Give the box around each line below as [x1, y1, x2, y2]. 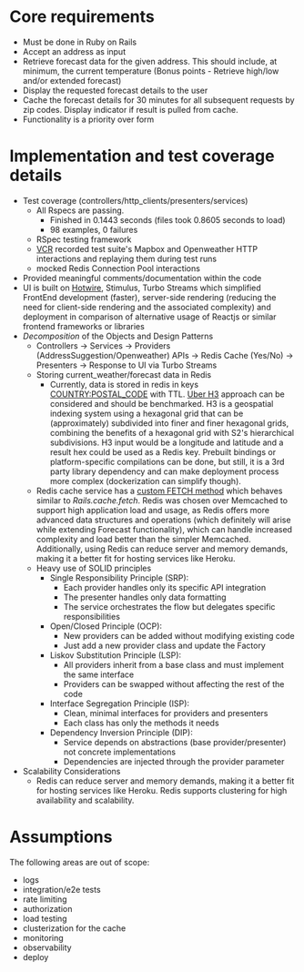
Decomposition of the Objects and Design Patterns [22, 330, 214, 341]
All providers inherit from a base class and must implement [63, 659, 285, 670]
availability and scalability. [35, 795, 135, 805]
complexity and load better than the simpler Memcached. [35, 533, 252, 544]
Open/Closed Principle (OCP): [49, 621, 162, 632]
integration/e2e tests [22, 884, 102, 895]
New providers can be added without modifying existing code [63, 630, 295, 641]
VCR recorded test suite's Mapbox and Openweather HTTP [35, 243, 258, 254]
